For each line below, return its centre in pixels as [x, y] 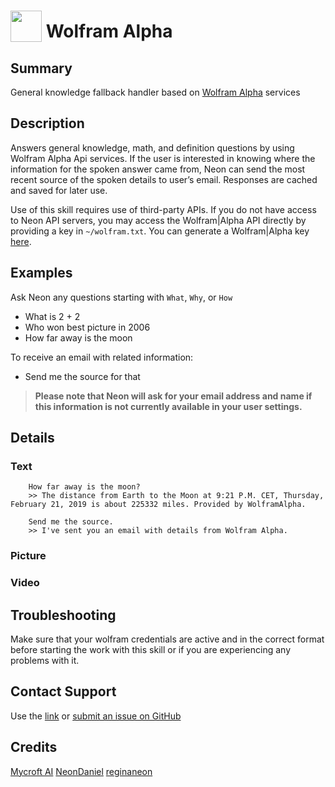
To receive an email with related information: [102, 357]
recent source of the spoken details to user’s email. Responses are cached [164, 179]
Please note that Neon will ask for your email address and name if [173, 396]
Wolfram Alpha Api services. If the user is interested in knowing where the [163, 158]
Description [47, 123]
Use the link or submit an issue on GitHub [96, 716]
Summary [41, 68]
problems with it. [45, 660]
